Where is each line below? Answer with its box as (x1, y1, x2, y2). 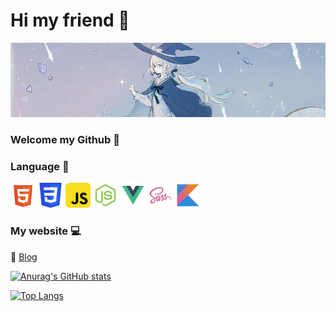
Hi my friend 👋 (10, 9, 130, 32)
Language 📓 (10, 159, 70, 173)
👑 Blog (10, 250, 38, 263)
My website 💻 (10, 224, 82, 238)
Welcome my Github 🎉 (10, 133, 120, 146)
